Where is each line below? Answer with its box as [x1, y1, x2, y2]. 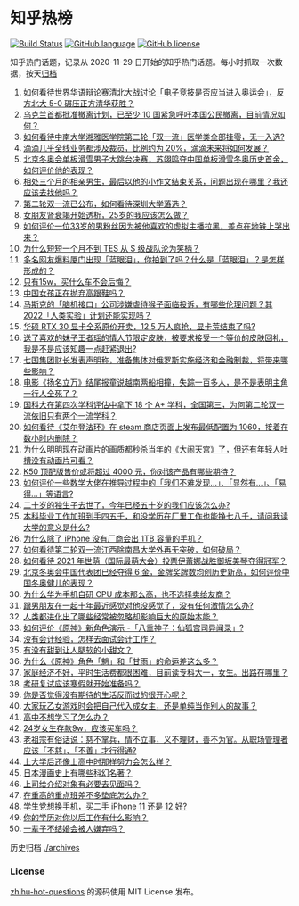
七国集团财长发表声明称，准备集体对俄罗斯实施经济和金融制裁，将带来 [22, 354, 281, 365]
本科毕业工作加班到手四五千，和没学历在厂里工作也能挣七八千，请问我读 [22, 511, 288, 521]
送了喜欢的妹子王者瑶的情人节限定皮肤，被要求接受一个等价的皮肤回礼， [22, 332, 288, 343]
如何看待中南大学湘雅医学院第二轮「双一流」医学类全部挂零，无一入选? [22, 131, 285, 142]
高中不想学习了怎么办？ [22, 711, 109, 722]
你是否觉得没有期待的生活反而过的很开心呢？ [22, 689, 188, 700]
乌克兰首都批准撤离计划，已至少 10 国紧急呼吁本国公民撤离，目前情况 [22, 109, 279, 120]
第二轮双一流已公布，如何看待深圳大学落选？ [22, 198, 188, 209]
